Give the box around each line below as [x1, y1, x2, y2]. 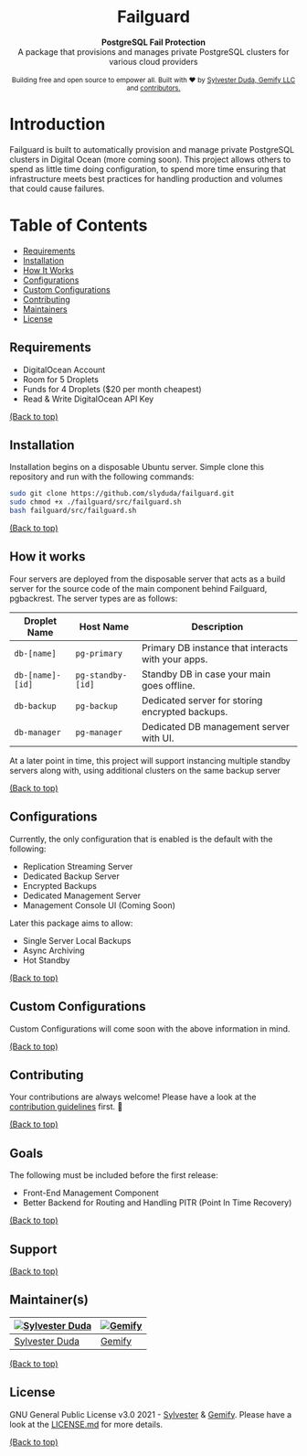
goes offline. [141, 679, 196, 691]
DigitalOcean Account [22, 364, 106, 375]
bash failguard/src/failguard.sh [9, 506, 137, 516]
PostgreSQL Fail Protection [101, 37, 206, 48]
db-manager [14, 727, 61, 737]
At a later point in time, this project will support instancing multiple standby [9, 755, 291, 765]
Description [191, 620, 244, 633]
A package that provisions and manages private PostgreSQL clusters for [17, 46, 290, 57]
